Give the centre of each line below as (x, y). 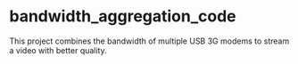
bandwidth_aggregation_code (123, 16)
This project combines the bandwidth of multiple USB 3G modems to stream (149, 41)
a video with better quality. (58, 50)
